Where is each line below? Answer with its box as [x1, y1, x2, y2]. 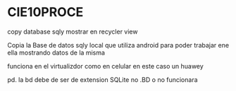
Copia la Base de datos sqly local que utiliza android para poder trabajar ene [7, 41, 230, 49]
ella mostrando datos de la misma [7, 48, 106, 57]
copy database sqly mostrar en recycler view [7, 27, 138, 36]
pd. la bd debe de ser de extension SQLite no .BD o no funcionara [7, 75, 199, 84]
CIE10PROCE [7, 4, 84, 20]
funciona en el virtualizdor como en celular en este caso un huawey [7, 62, 204, 70]
